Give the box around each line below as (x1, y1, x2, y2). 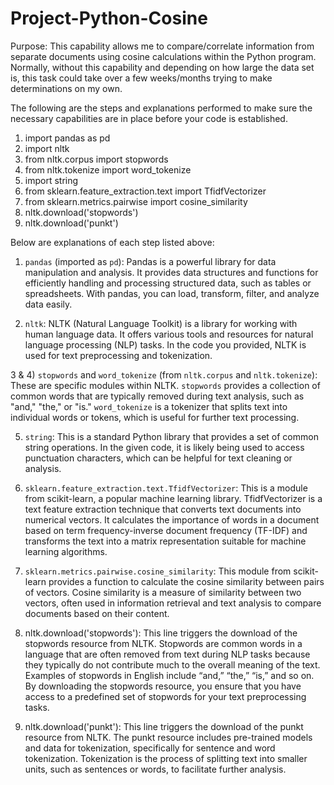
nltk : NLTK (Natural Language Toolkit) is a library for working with (24, 317, 298, 329)
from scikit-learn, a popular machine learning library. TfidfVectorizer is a (24, 492, 323, 504)
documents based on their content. (24, 607, 170, 619)
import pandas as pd (24, 132, 111, 144)
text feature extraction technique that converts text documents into (24, 503, 302, 515)
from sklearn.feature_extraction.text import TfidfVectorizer (24, 185, 267, 197)
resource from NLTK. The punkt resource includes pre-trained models (24, 731, 313, 743)
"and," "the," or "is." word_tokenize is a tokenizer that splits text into (10, 400, 288, 412)
